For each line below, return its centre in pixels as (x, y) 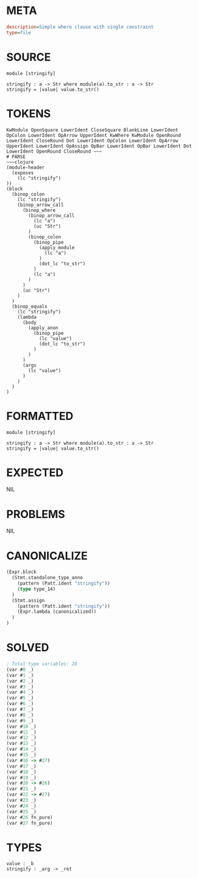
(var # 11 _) (21, 732)
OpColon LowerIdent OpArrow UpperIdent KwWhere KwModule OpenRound (94, 135)
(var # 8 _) (20, 715)
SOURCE (29, 57)
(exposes (23, 173)
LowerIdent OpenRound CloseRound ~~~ (54, 151)
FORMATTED (40, 416)
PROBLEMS (36, 514)
